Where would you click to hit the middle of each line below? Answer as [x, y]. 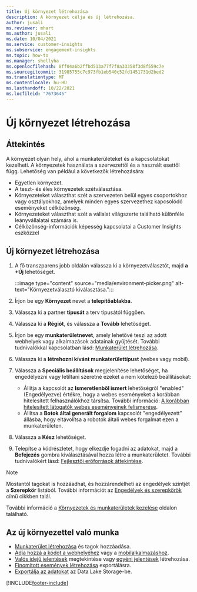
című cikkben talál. [29, 496]
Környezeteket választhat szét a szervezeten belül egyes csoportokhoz [101, 195]
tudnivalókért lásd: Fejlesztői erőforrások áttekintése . [79, 461]
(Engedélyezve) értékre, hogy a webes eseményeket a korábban [101, 394]
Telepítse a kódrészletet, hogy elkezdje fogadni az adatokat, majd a [96, 448]
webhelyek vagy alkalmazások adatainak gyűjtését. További [87, 341]
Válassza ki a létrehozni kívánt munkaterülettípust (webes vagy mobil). [102, 359]
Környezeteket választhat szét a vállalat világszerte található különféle [99, 214]
